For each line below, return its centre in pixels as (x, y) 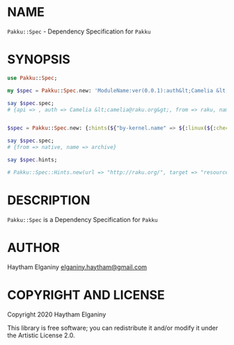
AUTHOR (34, 247)
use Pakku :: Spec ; (32, 78)
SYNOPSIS (39, 59)
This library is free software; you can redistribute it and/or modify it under (113, 328)
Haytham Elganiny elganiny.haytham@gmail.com (77, 267)
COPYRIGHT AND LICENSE (86, 295)
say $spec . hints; (32, 160)
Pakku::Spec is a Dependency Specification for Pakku (83, 219)
